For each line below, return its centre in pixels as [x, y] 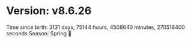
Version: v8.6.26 [49, 11]
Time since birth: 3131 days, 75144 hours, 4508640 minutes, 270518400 [95, 27]
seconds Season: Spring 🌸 [39, 33]
